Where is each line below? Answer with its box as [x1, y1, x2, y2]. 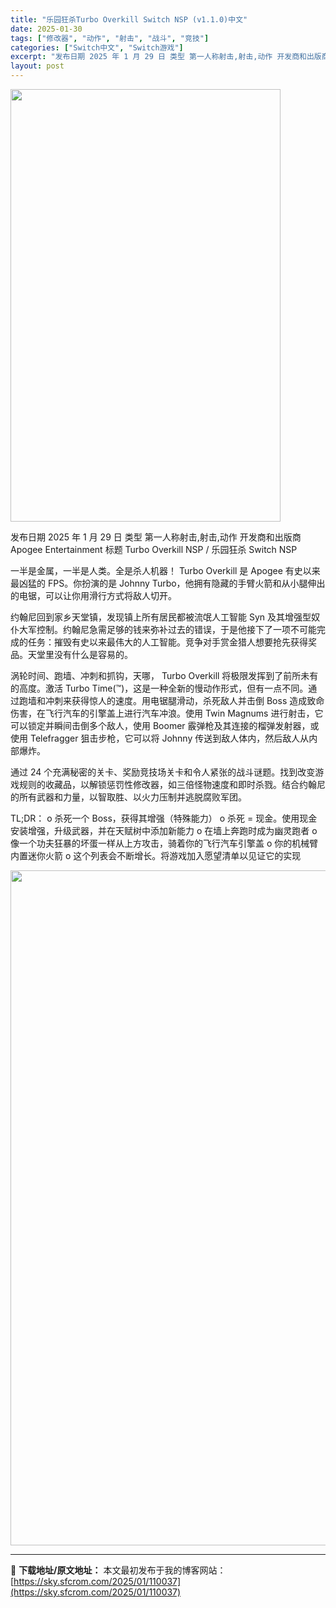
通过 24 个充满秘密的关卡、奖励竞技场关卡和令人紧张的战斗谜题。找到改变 [10, 766, 316, 778]
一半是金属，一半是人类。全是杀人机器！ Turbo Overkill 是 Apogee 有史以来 [10, 565, 321, 576]
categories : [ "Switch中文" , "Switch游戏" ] [10, 42, 184, 53]
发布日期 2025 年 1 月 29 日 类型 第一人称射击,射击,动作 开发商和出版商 [10, 531, 302, 543]
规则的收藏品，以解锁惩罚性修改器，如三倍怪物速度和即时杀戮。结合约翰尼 [18, 779, 326, 790]
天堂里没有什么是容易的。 [27, 649, 133, 660]
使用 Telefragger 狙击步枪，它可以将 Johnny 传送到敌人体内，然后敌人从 [10, 732, 310, 744]
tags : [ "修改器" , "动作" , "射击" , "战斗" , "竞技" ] [10, 33, 210, 43]
